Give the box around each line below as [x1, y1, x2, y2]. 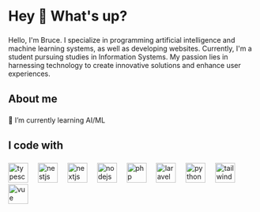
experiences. [8, 69, 51, 78]
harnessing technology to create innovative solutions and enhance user [8, 61, 241, 70]
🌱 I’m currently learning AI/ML [8, 115, 106, 125]
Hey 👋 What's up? [8, 7, 128, 25]
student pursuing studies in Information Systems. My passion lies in [8, 52, 228, 62]
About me [8, 92, 58, 105]
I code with [8, 138, 64, 152]
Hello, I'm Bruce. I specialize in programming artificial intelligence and [8, 36, 236, 45]
